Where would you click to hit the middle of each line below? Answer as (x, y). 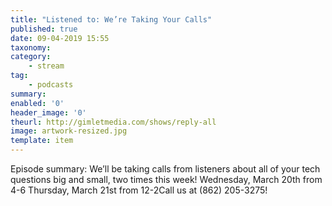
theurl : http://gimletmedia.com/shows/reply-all (113, 122)
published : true (44, 29)
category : (31, 57)
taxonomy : (31, 47)
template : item (42, 141)
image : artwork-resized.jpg (69, 131)
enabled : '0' (37, 103)
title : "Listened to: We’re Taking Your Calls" (111, 19)
